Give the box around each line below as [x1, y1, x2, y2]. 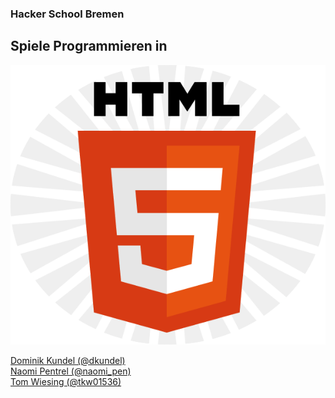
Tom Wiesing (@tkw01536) [10, 376, 122, 388]
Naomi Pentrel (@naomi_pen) [10, 365, 132, 377]
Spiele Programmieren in [10, 38, 168, 55]
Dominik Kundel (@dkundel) [10, 355, 126, 367]
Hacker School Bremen [10, 7, 125, 21]
